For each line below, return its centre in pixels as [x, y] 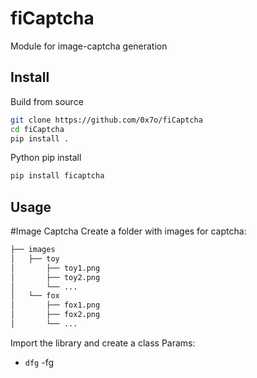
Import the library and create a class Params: [103, 343]
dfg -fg [39, 362]
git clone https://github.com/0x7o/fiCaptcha [106, 120]
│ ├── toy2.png [55, 277]
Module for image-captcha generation [89, 46]
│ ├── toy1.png [55, 268]
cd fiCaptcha [37, 129]
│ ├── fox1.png [55, 305]
